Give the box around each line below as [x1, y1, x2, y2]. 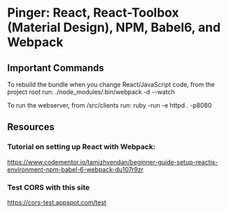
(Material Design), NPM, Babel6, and [7, 19, 221, 35]
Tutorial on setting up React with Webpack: [7, 142, 156, 152]
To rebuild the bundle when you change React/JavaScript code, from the [7, 80, 215, 88]
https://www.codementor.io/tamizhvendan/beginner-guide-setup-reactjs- [7, 157, 219, 166]
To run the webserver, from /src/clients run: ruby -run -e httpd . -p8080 [7, 101, 212, 109]
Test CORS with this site [7, 182, 90, 192]
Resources [7, 121, 55, 133]
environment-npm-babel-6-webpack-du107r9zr [7, 165, 144, 173]
